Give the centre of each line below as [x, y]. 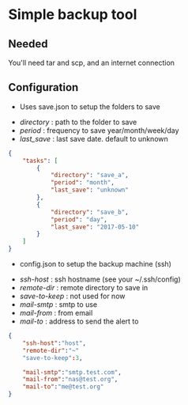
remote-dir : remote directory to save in [84, 288]
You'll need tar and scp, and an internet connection [92, 62]
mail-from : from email [56, 313]
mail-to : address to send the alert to [79, 321]
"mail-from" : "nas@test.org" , [70, 380]
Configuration [43, 87]
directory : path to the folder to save [78, 122]
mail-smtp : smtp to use [58, 305]
